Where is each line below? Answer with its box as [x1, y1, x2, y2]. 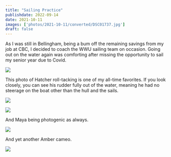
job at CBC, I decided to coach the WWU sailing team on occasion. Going [5, 46, 161, 52]
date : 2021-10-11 [5, 17, 43, 22]
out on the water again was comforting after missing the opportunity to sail [5, 52, 163, 58]
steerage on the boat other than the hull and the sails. [5, 88, 119, 94]
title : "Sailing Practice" [5, 7, 63, 13]
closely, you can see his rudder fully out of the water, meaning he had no [5, 82, 160, 88]
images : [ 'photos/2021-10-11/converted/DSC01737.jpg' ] [5, 22, 125, 27]
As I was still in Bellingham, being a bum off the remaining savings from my [5, 41, 164, 47]
